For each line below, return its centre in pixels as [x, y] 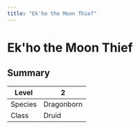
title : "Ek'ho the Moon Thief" [52, 13]
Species [24, 104]
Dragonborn [63, 104]
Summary [29, 73]
